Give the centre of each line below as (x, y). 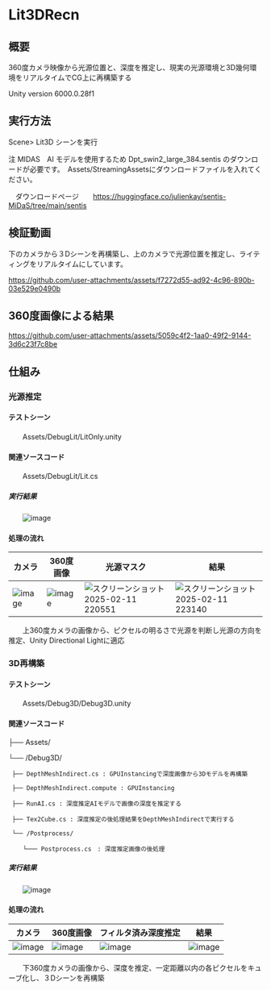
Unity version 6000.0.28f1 (52, 94)
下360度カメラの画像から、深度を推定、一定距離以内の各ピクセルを (135, 967)
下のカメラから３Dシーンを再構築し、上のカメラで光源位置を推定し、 (124, 254)
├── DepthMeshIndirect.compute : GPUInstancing (93, 788)
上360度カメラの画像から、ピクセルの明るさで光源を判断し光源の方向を (142, 630)
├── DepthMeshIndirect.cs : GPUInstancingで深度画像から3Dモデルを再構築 (130, 774)
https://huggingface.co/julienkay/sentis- (159, 196)
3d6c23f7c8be (33, 344)
